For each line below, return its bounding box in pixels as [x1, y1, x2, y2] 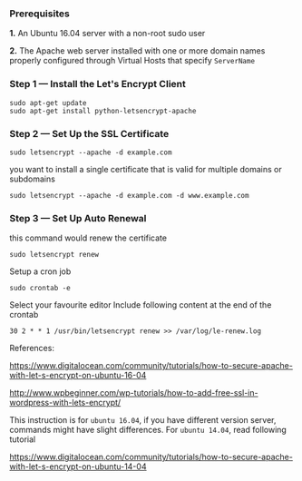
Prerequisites [9, 7, 70, 20]
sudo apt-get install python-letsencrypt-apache [9, 106, 197, 115]
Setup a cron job [9, 266, 72, 277]
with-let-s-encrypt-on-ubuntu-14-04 [9, 461, 147, 472]
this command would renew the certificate [9, 232, 168, 243]
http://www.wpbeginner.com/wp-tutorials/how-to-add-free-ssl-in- [9, 388, 258, 398]
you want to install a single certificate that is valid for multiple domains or [9, 163, 283, 174]
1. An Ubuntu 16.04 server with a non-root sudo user [9, 28, 206, 39]
